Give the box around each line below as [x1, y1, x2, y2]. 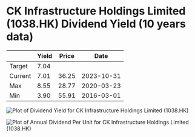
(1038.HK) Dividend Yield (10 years [6, 17, 186, 31]
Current [9, 71, 31, 80]
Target [9, 62, 28, 70]
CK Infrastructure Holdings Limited [6, 4, 186, 18]
